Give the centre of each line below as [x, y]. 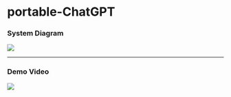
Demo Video [28, 72]
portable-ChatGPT [61, 12]
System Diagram [35, 33]
